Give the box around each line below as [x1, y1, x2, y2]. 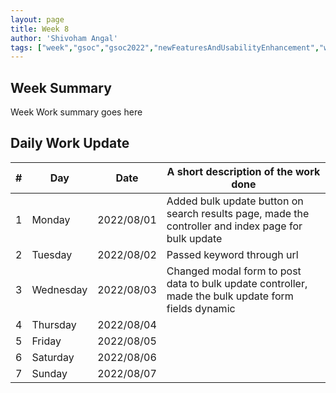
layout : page [10, 14, 65, 25]
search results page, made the [166, 206, 310, 220]
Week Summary [10, 79, 112, 96]
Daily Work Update [10, 135, 130, 152]
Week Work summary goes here [10, 106, 143, 118]
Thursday [31, 317, 77, 331]
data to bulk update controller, [166, 276, 308, 290]
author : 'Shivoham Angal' [10, 33, 118, 43]
